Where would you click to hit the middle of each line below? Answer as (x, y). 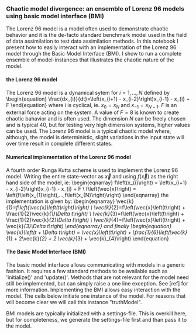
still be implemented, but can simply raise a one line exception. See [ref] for (97, 283)
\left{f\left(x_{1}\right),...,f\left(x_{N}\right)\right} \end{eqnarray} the (87, 195)
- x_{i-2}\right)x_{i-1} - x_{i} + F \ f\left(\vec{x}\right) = (71, 188)
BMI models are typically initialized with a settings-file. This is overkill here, (97, 313)
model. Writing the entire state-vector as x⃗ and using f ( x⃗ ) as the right (92, 176)
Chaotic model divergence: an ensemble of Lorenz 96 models (95, 9)
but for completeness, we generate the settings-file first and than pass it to (97, 319)
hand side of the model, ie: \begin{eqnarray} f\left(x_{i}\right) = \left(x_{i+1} (97, 183)
